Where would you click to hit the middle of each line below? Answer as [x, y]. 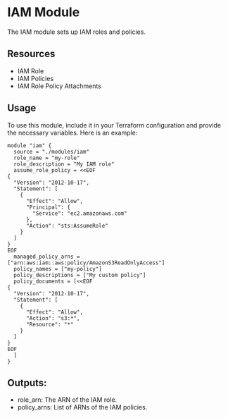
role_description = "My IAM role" [64, 164]
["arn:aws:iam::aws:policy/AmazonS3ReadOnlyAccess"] [86, 263]
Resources [31, 54]
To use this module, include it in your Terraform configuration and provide [114, 125]
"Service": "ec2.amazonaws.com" [80, 213]
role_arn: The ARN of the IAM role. [67, 400]
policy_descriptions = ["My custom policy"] [80, 275]
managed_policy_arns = [47, 257]
